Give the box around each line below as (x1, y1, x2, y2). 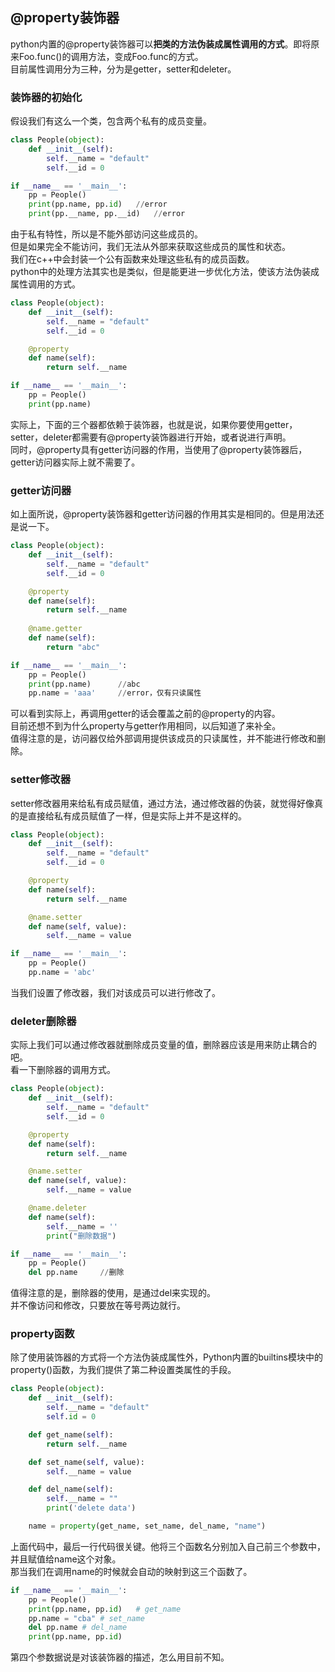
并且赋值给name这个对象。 (10, 1553, 122, 1565)
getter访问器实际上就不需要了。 (10, 456, 141, 468)
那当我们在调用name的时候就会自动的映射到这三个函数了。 (10, 1565, 253, 1577)
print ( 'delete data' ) (46, 1503, 137, 1513)
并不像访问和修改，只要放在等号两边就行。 (10, 1299, 186, 1312)
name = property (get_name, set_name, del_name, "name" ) (28, 1521, 267, 1532)
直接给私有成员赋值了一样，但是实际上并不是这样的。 (27, 809, 247, 822)
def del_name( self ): (28, 1484, 114, 1495)
